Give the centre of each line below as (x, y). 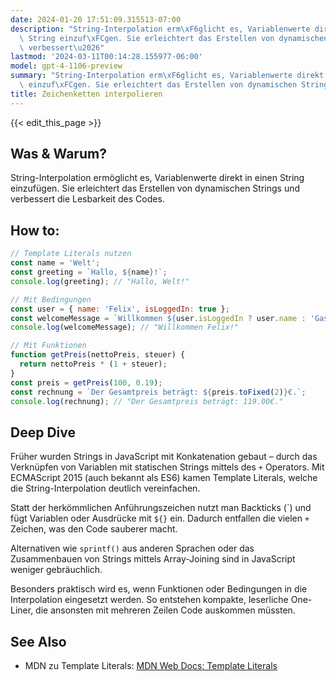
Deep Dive (43, 432)
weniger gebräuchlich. (56, 570)
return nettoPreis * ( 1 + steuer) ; (93, 364)
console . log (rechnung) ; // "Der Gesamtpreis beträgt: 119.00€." (147, 401)
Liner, (22, 610)
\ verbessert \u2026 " (62, 47)
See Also (38, 641)
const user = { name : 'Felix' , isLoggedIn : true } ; (120, 309)
